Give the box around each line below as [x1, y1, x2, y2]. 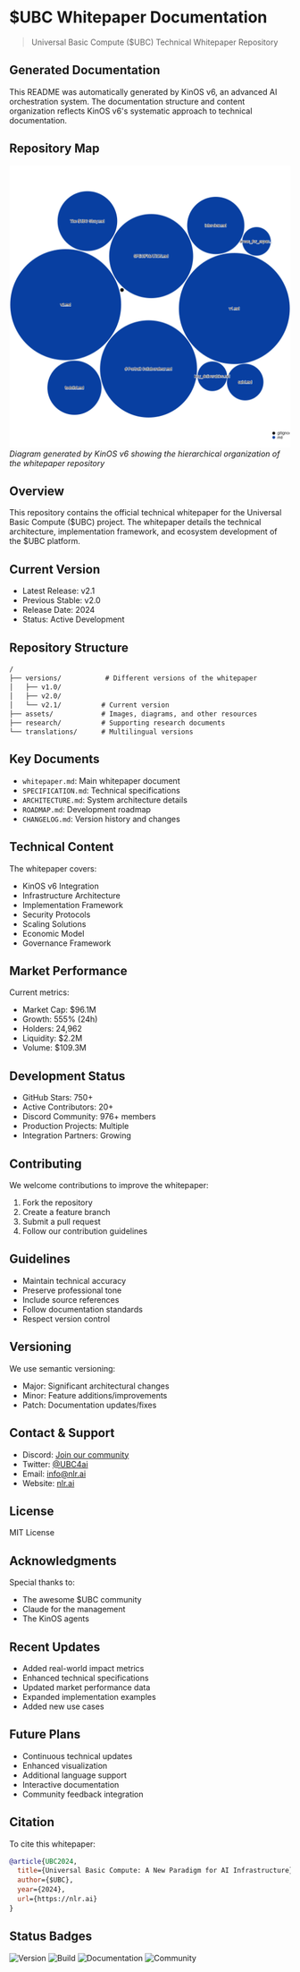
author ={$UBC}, [17, 1875, 74, 1885]
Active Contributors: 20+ [21, 1101, 114, 1112]
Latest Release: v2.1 [21, 585, 96, 597]
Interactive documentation [21, 1779, 120, 1789]
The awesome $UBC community [21, 1594, 142, 1605]
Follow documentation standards [21, 1304, 143, 1314]
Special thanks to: [9, 1577, 76, 1588]
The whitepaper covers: [9, 863, 97, 874]
